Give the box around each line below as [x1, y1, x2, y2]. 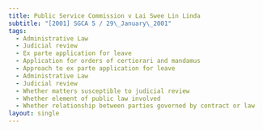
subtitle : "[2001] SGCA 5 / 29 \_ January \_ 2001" [8, 19, 172, 27]
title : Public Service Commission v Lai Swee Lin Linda [8, 11, 201, 20]
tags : [8, 27, 27, 35]
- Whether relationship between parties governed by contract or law [15, 102, 255, 110]
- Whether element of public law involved [15, 94, 161, 103]
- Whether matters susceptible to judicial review [15, 86, 190, 95]
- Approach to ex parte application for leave [15, 65, 176, 73]
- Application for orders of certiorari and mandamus [15, 57, 201, 65]
